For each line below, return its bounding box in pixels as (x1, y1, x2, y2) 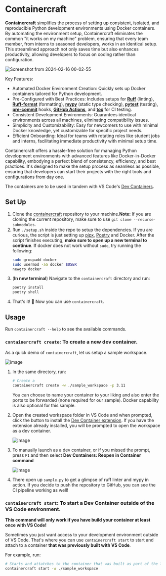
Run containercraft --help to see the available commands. (5, 326, 127, 332)
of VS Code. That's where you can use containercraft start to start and (5, 537, 154, 543)
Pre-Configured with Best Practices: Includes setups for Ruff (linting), (12, 96, 154, 102)
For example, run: (5, 552, 41, 558)
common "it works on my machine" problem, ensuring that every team (5, 36, 148, 42)
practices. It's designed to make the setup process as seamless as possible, (5, 163, 161, 169)
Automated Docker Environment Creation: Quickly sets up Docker (12, 85, 146, 91)
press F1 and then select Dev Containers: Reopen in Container (12, 452, 141, 458)
